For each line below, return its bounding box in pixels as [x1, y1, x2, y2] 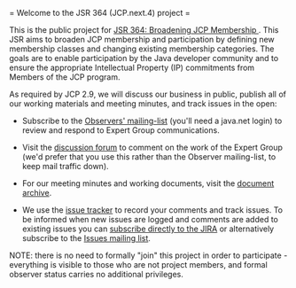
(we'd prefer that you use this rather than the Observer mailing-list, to [21, 152, 277, 162]
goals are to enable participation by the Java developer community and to [9, 53, 279, 63]
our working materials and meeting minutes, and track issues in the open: [9, 98, 277, 109]
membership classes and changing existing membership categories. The [9, 43, 275, 54]
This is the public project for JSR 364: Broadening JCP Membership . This [9, 25, 279, 35]
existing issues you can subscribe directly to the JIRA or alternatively [21, 223, 275, 234]
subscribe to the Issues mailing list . [21, 233, 151, 243]
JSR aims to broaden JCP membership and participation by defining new [9, 35, 275, 44]
